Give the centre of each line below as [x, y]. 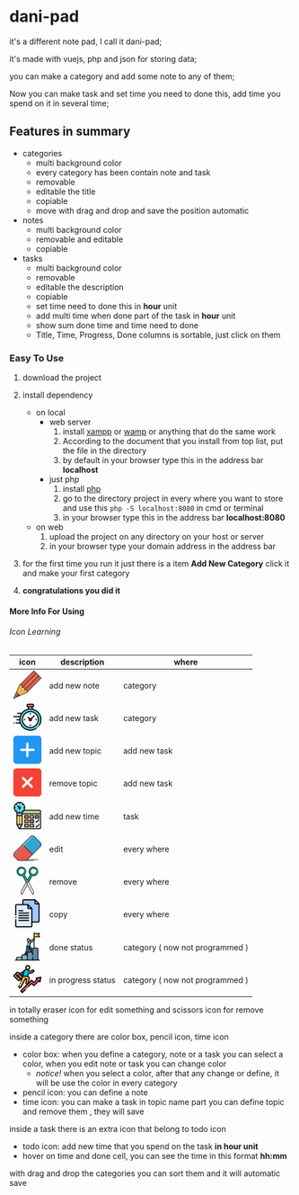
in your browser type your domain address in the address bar [163, 547]
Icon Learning [35, 632]
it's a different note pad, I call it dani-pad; [86, 41]
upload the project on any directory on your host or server [157, 537]
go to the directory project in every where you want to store [173, 499]
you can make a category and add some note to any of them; [122, 76]
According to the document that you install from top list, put [173, 441]
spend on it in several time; [59, 103]
